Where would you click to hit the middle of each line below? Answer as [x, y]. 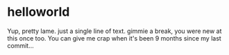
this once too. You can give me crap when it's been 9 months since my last [114, 38]
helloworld [39, 12]
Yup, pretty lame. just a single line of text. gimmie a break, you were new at [114, 31]
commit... [20, 45]
